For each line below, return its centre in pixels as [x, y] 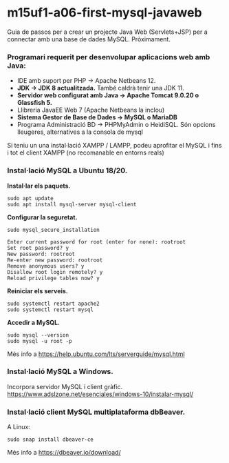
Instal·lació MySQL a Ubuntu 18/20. [67, 170]
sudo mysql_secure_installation [53, 230]
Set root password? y [38, 248]
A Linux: [19, 427]
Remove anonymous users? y [46, 266]
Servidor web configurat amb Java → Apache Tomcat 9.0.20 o [108, 95]
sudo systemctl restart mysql [51, 309]
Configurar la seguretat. [42, 217]
